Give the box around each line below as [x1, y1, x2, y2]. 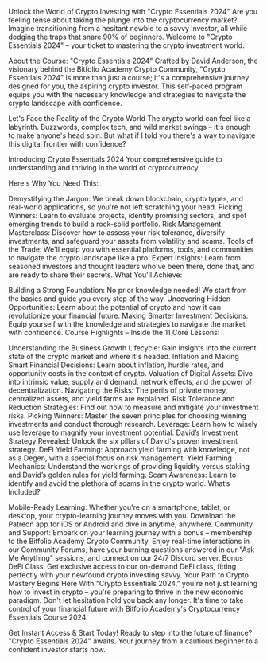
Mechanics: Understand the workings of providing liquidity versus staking [8, 462, 250, 471]
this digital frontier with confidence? [8, 139, 126, 148]
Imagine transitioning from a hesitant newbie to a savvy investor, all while [8, 24, 248, 33]
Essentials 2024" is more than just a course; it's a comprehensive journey [8, 73, 250, 82]
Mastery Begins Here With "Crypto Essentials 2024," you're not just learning [8, 579, 258, 588]
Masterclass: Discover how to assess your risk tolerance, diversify [8, 228, 225, 237]
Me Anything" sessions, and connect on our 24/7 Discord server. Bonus [8, 553, 244, 562]
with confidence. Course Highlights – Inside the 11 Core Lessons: [8, 328, 220, 337]
